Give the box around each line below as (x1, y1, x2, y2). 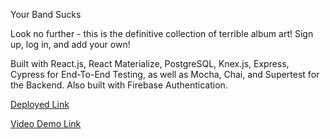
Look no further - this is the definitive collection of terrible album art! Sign (10, 28, 314, 39)
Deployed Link (10, 99, 70, 110)
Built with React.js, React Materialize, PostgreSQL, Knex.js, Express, (10, 58, 290, 69)
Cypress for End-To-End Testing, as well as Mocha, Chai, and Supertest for (10, 69, 320, 80)
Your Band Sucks (10, 9, 82, 20)
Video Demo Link (10, 118, 82, 129)
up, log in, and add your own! (10, 39, 131, 50)
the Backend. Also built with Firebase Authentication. (10, 79, 228, 91)
